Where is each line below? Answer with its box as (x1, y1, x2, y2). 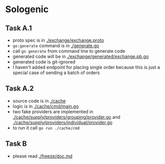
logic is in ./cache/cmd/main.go (12, 103, 79, 109)
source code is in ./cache (12, 97, 66, 104)
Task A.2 (5, 84, 34, 93)
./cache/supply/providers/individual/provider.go (12, 119, 113, 125)
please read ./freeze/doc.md (12, 153, 73, 159)
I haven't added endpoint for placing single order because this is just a (12, 64, 160, 70)
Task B (5, 140, 27, 148)
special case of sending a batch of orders (12, 70, 100, 76)
